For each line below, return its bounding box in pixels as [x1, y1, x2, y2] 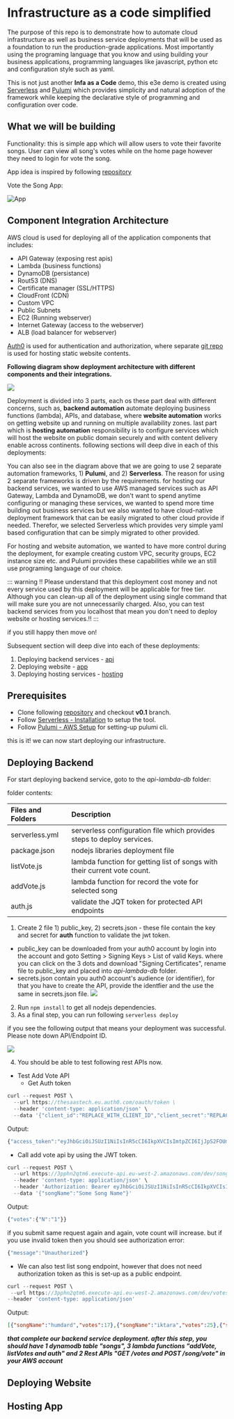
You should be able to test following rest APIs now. [17, 1058, 163, 1067]
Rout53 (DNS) [17, 276, 58, 285]
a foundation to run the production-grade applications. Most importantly [7, 42, 214, 51]
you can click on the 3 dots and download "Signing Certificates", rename [17, 959, 226, 968]
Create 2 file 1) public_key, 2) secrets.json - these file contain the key [17, 924, 216, 932]
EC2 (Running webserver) [17, 313, 92, 322]
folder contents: [7, 789, 53, 797]
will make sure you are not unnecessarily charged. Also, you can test [7, 599, 205, 608]
